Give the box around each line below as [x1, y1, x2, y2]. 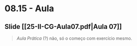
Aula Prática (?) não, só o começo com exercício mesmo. [16, 35, 133, 41]
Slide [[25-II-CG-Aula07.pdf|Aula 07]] [4, 23, 122, 31]
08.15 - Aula [4, 3, 54, 14]
